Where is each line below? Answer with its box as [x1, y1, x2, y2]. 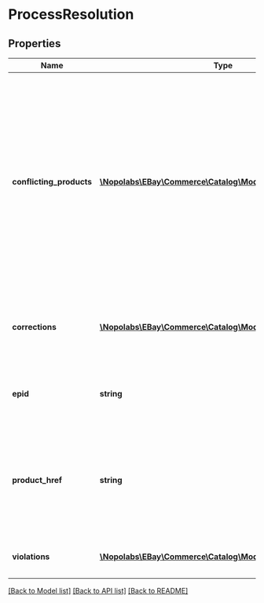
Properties [8, 37, 61, 50]
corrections [12, 322, 57, 332]
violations [12, 551, 50, 562]
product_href [12, 475, 63, 485]
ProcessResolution [8, 5, 134, 24]
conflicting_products [12, 177, 93, 187]
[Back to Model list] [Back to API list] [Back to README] [8, 587, 189, 595]
